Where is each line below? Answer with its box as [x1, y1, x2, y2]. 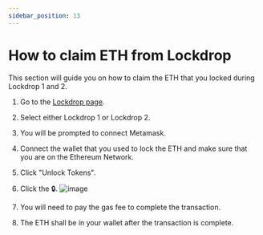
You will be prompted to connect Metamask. [19, 128, 166, 137]
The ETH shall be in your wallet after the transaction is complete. [19, 217, 234, 227]
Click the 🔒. [19, 184, 59, 193]
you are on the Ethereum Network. [19, 152, 134, 161]
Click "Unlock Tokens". [19, 168, 96, 177]
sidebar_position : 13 [8, 11, 81, 20]
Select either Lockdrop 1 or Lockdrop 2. [19, 112, 151, 122]
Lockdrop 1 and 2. [8, 81, 68, 91]
